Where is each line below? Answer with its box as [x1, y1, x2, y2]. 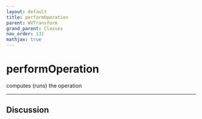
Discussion [6, 105, 49, 115]
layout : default [6, 8, 47, 15]
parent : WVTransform [6, 20, 58, 26]
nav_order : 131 [6, 31, 44, 37]
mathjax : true [6, 36, 42, 42]
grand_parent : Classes [6, 25, 63, 32]
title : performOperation [6, 14, 69, 20]
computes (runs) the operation [6, 82, 82, 89]
